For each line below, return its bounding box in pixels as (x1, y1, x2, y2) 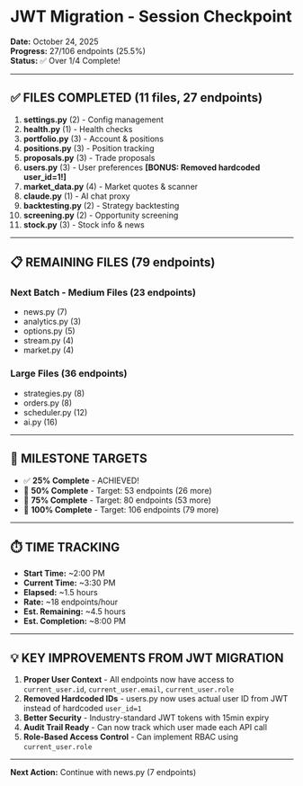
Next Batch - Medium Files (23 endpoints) (10, 286, 197, 299)
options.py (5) (22, 326, 76, 336)
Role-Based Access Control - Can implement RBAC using (22, 731, 239, 743)
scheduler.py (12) (22, 406, 88, 417)
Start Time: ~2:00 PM (22, 568, 106, 579)
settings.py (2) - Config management (22, 114, 165, 125)
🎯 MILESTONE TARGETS (10, 451, 147, 467)
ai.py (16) (22, 416, 58, 427)
